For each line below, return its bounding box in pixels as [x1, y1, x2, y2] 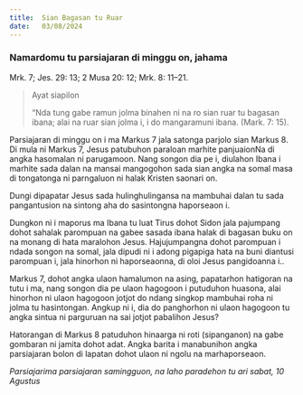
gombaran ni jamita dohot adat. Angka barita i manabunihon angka [9, 338, 258, 349]
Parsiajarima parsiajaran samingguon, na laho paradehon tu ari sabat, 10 [9, 365, 285, 376]
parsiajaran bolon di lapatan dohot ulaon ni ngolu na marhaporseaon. [9, 348, 267, 359]
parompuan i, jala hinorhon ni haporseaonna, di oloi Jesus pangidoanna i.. [9, 255, 285, 267]
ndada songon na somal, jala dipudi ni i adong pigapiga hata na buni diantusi [9, 246, 294, 257]
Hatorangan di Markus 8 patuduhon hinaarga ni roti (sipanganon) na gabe [9, 329, 284, 340]
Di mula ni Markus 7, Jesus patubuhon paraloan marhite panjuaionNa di [9, 144, 275, 155]
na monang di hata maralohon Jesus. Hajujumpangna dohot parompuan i [9, 236, 281, 247]
